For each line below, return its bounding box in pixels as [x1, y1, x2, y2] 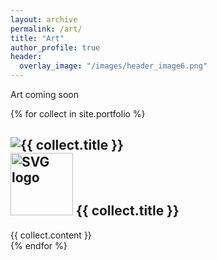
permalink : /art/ [10, 24, 83, 34]
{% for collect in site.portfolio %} [10, 108, 146, 120]
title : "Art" [10, 33, 65, 43]
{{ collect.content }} [10, 229, 92, 241]
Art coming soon [10, 89, 79, 100]
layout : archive [10, 14, 78, 25]
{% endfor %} [10, 239, 68, 251]
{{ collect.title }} [75, 202, 180, 220]
